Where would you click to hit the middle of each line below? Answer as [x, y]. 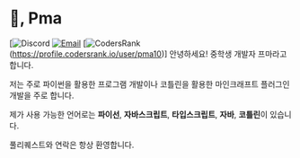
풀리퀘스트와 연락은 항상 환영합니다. [72, 145]
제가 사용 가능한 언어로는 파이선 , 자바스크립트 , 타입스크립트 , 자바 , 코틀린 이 [138, 114]
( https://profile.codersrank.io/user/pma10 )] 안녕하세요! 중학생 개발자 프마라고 [148, 54]
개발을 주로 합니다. [42, 95]
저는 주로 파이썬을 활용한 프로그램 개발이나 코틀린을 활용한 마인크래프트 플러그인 [150, 83]
